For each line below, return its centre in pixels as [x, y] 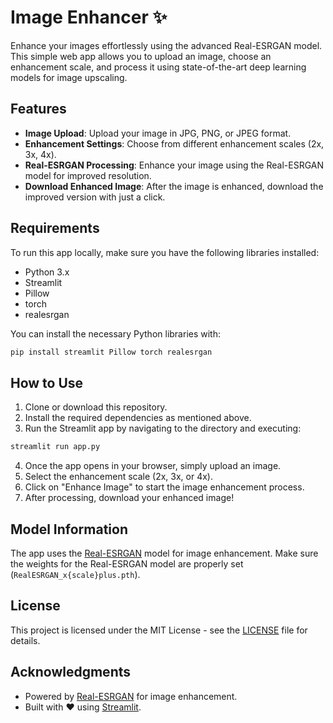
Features [38, 109]
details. [25, 640]
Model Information [69, 529]
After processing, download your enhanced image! [129, 498]
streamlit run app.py [55, 447]
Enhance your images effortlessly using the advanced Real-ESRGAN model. [166, 45]
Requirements [55, 228]
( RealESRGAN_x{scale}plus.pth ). [75, 574]
